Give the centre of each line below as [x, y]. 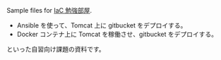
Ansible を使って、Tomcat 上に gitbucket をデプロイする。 [102, 25]
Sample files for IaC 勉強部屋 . [49, 10]
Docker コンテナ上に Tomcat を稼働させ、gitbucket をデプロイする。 [117, 34]
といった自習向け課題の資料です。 [56, 49]
